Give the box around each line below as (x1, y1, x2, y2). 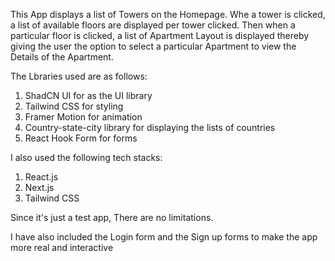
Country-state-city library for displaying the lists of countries (24, 122, 276, 133)
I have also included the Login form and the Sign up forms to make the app (10, 231, 318, 243)
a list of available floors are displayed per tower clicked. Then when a (10, 19, 296, 31)
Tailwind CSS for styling (24, 100, 124, 112)
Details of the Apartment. (10, 51, 114, 63)
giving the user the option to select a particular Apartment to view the (10, 40, 297, 52)
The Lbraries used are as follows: (10, 70, 148, 82)
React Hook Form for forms (24, 132, 138, 144)
